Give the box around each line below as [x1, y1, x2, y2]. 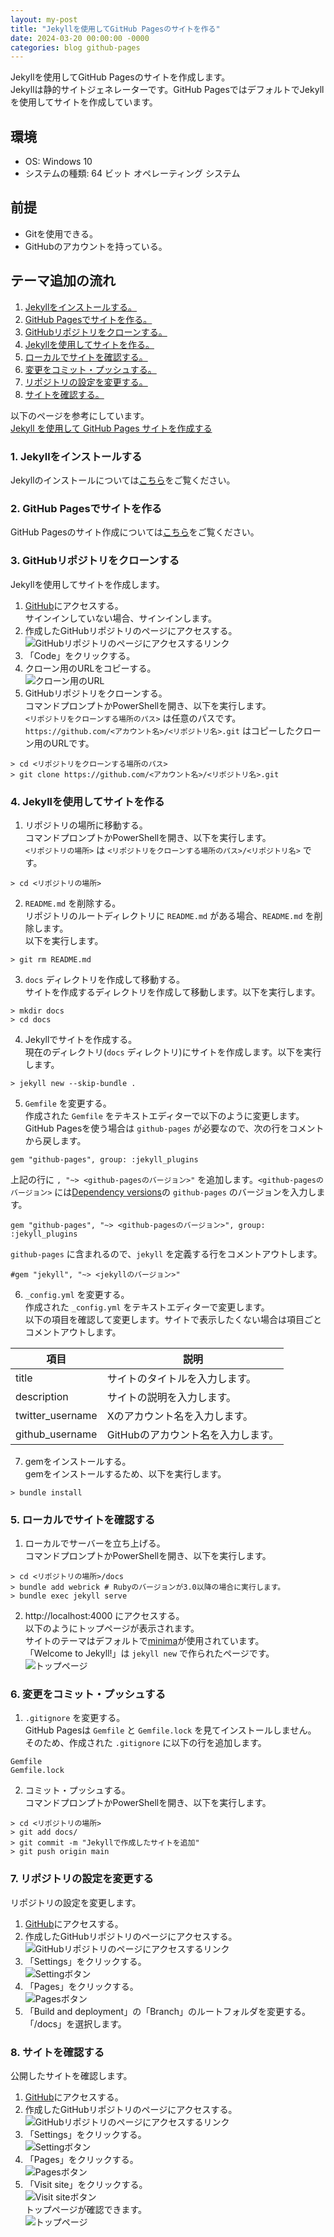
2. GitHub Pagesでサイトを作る [10, 501, 163, 515]
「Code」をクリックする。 [24, 649, 136, 661]
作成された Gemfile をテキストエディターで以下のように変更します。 [24, 1109, 305, 1121]
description [15, 1389, 69, 1403]
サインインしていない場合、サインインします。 [24, 612, 217, 624]
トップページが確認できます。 [24, 2204, 148, 2216]
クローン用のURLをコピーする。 [24, 662, 157, 674]
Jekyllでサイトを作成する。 [24, 1033, 138, 1045]
